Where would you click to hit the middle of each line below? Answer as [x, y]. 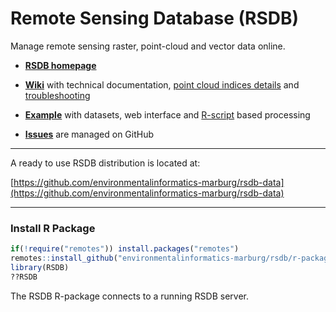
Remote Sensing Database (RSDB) [155, 18]
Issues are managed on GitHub [89, 134]
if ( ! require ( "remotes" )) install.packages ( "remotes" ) [125, 249]
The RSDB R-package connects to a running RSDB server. [129, 296]
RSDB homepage [60, 65]
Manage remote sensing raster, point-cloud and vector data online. [148, 46]
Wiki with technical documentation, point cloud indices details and [162, 84]
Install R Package [53, 228]
